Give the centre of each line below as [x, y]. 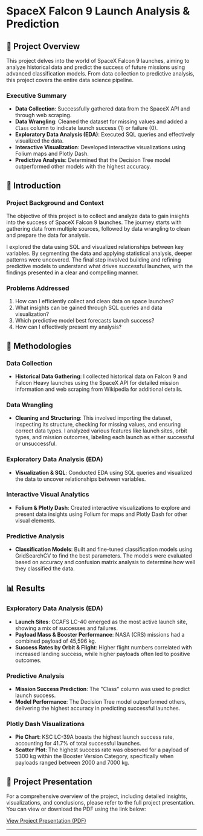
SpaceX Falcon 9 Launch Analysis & [98, 11]
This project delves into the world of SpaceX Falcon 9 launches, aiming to [98, 61]
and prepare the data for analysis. [48, 235]
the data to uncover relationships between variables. [80, 479]
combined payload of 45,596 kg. [56, 641]
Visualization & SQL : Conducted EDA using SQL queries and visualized [104, 472]
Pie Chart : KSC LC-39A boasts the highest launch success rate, [94, 737]
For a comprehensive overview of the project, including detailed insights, [97, 796]
